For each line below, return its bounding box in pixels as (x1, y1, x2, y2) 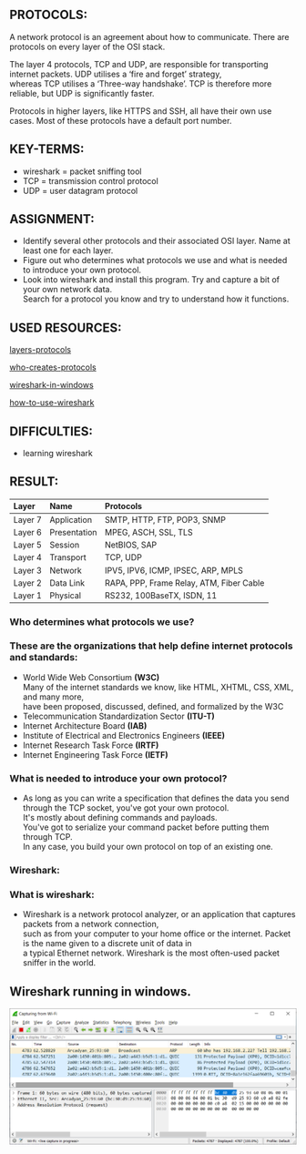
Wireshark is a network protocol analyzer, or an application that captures (22, 909, 296, 920)
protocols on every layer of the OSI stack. (9, 41, 166, 52)
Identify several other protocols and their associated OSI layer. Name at (22, 236, 291, 247)
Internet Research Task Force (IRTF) (22, 740, 159, 751)
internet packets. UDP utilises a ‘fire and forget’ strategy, (9, 68, 222, 79)
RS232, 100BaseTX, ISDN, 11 (104, 590, 218, 601)
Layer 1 (13, 590, 43, 601)
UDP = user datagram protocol (22, 185, 138, 196)
